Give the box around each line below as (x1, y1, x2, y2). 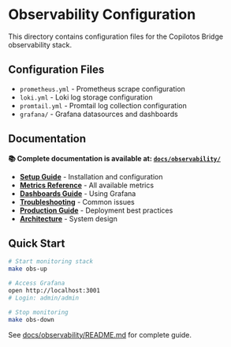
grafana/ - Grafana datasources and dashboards (19, 109, 179, 119)
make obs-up (8, 265, 47, 273)
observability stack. (8, 40, 73, 49)
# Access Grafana (8, 279, 65, 288)
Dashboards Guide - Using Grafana (19, 188, 136, 198)
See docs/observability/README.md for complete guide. (8, 330, 192, 339)
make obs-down (8, 315, 55, 323)
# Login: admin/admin (8, 294, 80, 302)
